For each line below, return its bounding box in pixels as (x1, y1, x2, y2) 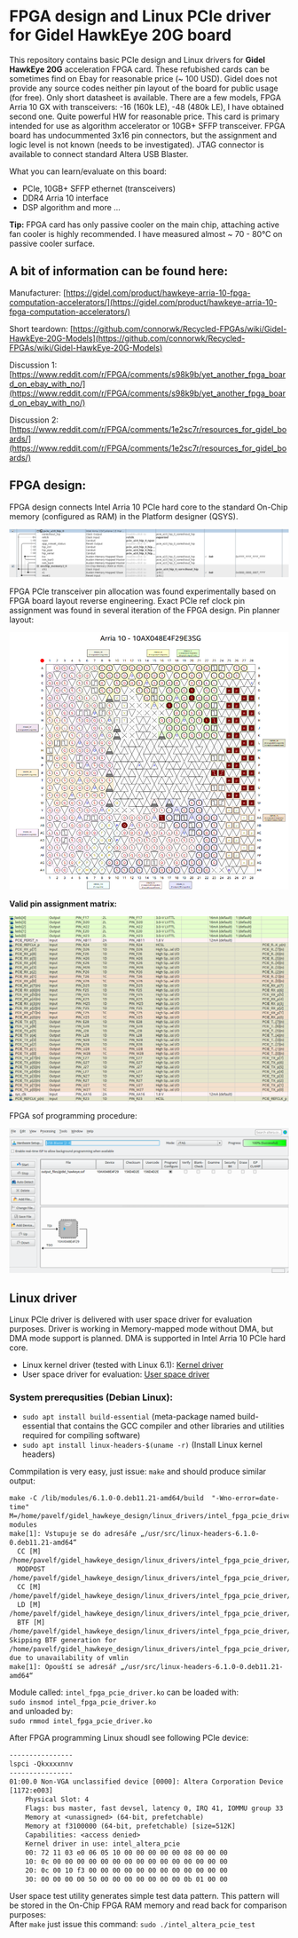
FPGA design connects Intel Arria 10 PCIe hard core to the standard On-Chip (9, 502, 288, 512)
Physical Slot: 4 (25, 1795, 90, 1804)
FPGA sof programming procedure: (9, 1111, 137, 1121)
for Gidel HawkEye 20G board (9, 25, 232, 45)
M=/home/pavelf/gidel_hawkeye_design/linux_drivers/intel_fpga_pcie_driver (9, 1512, 295, 1521)
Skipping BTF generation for (9, 1636, 117, 1645)
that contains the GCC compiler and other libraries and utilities (57, 1420, 286, 1431)
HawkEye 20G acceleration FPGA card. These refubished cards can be (9, 64, 271, 75)
